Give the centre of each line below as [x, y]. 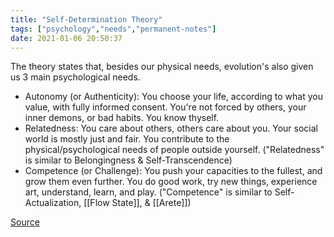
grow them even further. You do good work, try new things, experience [171, 182]
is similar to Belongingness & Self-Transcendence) [128, 160]
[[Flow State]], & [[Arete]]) [137, 203]
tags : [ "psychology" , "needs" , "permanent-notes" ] [113, 29]
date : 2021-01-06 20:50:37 [66, 38]
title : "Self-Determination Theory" [86, 19]
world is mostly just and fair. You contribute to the [127, 139]
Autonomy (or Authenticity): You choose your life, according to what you [174, 97]
